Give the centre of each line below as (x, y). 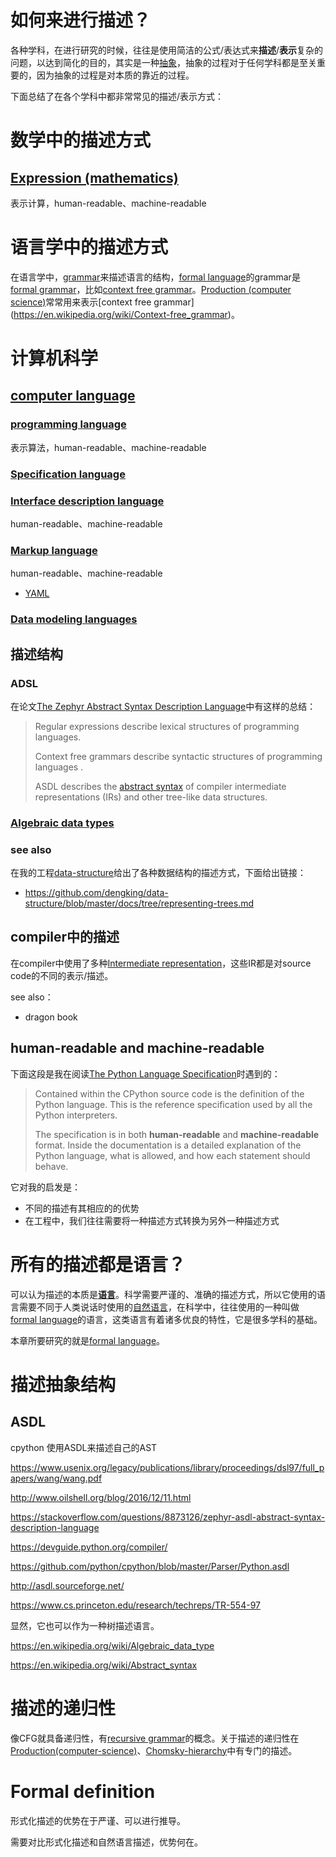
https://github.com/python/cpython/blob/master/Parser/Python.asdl (150, 1566)
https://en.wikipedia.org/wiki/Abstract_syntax (104, 1665)
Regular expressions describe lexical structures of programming (167, 726)
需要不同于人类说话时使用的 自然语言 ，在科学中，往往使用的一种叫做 (159, 1307)
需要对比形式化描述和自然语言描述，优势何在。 (106, 1842)
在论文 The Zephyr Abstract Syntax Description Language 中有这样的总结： (163, 706)
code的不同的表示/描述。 (62, 975)
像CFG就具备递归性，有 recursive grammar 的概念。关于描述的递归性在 (155, 1738)
